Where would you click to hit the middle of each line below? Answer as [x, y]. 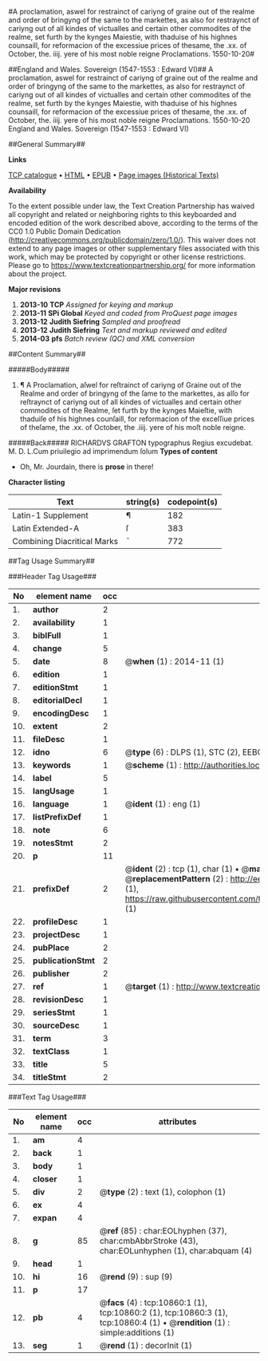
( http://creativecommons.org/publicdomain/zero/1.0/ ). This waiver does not [132, 240]
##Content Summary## [47, 354]
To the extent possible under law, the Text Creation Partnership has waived [132, 206]
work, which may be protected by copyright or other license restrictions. [127, 257]
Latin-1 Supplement [51, 515]
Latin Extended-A [46, 528]
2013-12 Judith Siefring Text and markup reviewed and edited [123, 330]
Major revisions [35, 289]
